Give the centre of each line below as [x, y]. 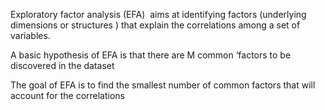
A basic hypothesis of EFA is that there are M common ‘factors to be [151, 55]
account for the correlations [68, 95]
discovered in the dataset [62, 65]
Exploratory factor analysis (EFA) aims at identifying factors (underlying [158, 14]
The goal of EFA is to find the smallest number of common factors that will [163, 85]
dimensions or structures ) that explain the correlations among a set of [155, 25]
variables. [30, 35]
